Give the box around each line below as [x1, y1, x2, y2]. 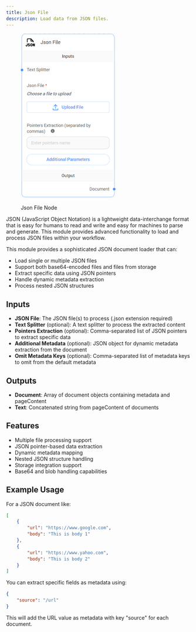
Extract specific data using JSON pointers [14, 270, 116, 277]
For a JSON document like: [6, 500, 72, 507]
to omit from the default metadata [14, 359, 96, 366]
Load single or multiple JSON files [14, 257, 97, 264]
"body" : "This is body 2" [27, 556, 91, 562]
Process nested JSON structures [14, 282, 94, 290]
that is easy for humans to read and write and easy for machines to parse [6, 222, 183, 229]
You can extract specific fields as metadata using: [6, 579, 127, 586]
